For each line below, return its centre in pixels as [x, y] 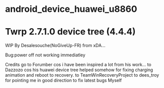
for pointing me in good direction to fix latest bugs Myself [63, 81]
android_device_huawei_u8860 [71, 9]
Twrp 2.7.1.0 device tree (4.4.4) [70, 32]
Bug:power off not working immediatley [45, 55]
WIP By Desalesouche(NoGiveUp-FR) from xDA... [55, 45]
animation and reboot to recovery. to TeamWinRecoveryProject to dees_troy [82, 75]
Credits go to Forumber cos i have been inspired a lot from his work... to [78, 65]
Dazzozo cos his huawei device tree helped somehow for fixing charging [79, 70]
